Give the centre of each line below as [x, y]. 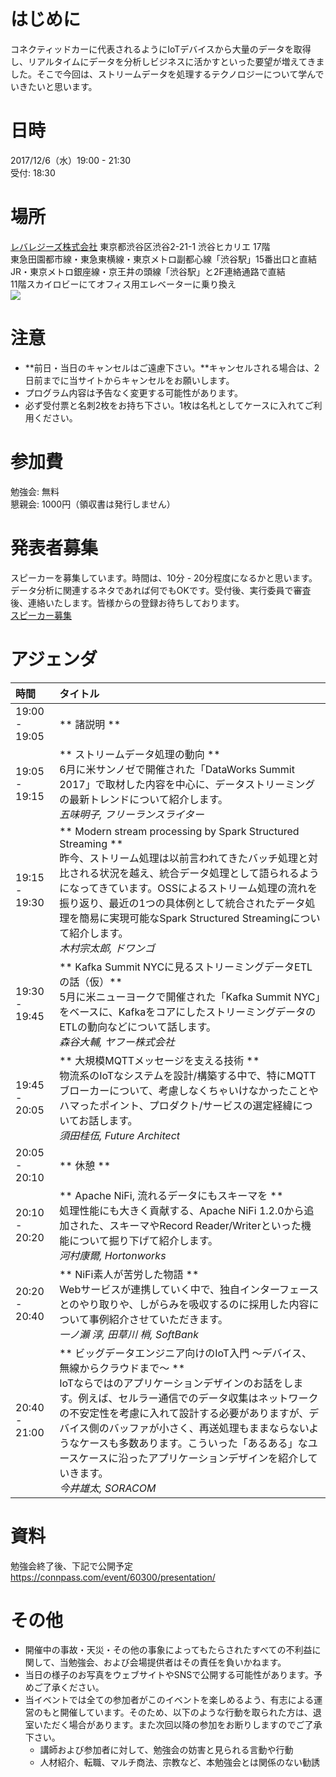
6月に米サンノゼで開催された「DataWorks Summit [177, 769]
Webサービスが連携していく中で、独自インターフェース [189, 1289]
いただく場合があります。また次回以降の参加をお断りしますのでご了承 [178, 1725]
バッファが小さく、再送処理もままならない [209, 1428]
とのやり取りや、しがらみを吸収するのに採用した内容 [184, 1304]
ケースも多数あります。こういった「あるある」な [193, 1443]
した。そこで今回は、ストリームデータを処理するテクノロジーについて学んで [167, 74]
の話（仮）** [91, 982]
